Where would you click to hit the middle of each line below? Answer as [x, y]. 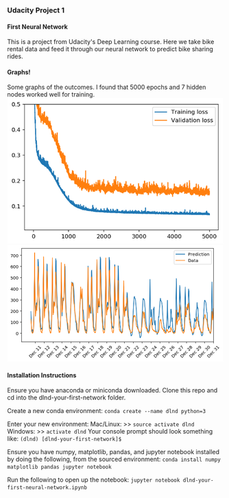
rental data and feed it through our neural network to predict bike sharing [110, 49]
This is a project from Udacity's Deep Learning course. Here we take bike [111, 42]
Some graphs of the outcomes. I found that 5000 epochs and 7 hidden [107, 87]
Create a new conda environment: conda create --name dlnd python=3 [107, 411]
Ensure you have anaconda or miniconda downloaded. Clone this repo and [112, 390]
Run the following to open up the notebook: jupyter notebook [94, 480]
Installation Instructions [42, 375]
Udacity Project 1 [36, 10]
